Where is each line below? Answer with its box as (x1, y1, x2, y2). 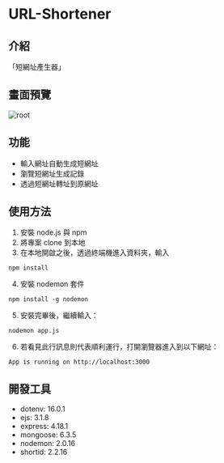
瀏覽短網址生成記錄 (19, 168, 85, 178)
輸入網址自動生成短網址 (19, 159, 99, 168)
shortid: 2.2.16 (19, 447, 68, 457)
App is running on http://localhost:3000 (8, 358, 150, 367)
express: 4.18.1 (19, 422, 69, 431)
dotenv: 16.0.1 (19, 404, 66, 414)
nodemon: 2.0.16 (19, 439, 75, 448)
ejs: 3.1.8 (19, 413, 49, 423)
